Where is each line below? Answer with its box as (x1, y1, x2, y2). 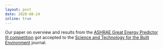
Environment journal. (5, 40, 47, 46)
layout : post (5, 7, 32, 12)
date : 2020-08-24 (5, 12, 40, 17)
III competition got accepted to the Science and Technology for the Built (5, 34, 149, 40)
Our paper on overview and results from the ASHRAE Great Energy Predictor (5, 30, 158, 35)
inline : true (5, 16, 32, 21)
